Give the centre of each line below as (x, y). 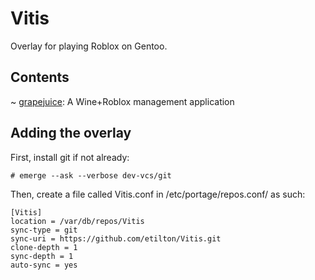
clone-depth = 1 (44, 247)
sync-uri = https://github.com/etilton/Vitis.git (116, 238)
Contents (40, 77)
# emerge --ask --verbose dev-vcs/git (91, 175)
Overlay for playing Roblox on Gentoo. (89, 46)
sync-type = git (44, 230)
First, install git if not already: (70, 157)
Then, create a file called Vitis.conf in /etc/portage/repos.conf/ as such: (158, 194)
